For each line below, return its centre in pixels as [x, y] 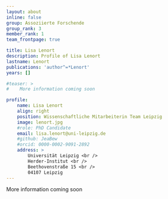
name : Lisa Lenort [40, 105]
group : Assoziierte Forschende [45, 23]
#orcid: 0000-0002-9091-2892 [53, 144]
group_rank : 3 [24, 28]
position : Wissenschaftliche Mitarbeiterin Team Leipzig [90, 117]
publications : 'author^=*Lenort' [48, 67]
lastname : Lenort [28, 61]
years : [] [19, 73]
